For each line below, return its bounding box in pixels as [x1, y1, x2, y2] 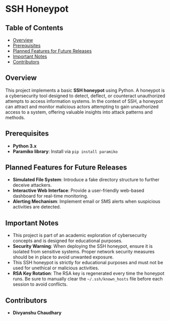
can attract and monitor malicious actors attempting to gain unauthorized [5, 103, 159, 110]
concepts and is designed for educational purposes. [12, 238, 123, 244]
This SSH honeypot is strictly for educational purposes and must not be [12, 260, 163, 266]
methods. [5, 114, 26, 120]
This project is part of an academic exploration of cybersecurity [12, 232, 147, 239]
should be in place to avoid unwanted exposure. [12, 254, 114, 260]
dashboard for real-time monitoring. [12, 193, 88, 199]
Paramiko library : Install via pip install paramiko [12, 148, 118, 154]
